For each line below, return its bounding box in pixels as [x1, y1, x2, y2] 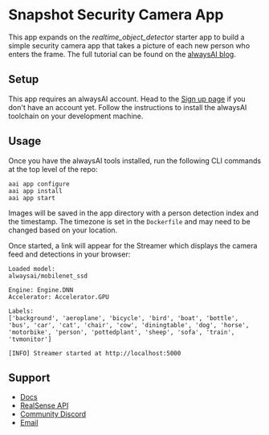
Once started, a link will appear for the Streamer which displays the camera [8, 240, 258, 250]
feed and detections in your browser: [8, 249, 131, 259]
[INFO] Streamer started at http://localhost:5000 [8, 349, 181, 357]
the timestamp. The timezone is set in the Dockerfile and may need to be [8, 216, 251, 226]
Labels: [8, 307, 35, 315]
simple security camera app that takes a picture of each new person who [8, 40, 251, 50]
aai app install [8, 187, 63, 195]
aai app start [8, 194, 56, 202]
